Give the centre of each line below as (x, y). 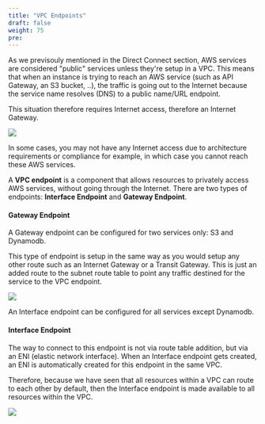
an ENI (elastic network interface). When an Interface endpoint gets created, (132, 356)
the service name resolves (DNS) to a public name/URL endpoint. (115, 94)
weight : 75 (26, 30)
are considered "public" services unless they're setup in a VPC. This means (131, 69)
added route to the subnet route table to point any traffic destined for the (127, 273)
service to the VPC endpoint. (55, 281)
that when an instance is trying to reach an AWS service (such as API (121, 77)
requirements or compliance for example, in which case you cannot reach (128, 156)
